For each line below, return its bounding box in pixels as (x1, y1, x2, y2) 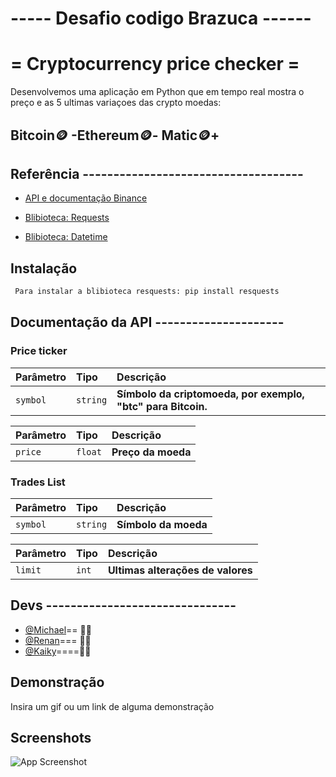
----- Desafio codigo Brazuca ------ (10, 7, 312, 30)
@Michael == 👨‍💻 (24, 623, 92, 636)
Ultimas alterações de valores (107, 563, 253, 577)
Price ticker (10, 344, 68, 358)
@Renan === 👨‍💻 (24, 634, 92, 646)
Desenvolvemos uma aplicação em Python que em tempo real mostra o (10, 86, 305, 98)
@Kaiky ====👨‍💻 (24, 645, 92, 657)
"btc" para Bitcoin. (116, 399, 208, 413)
